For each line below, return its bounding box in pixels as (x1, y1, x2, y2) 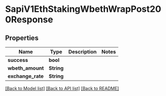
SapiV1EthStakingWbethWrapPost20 (5, 3, 162, 15)
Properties (5, 34, 39, 42)
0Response (5, 14, 53, 25)
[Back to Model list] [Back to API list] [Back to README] (5, 86, 119, 91)
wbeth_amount (7, 65, 44, 71)
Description (68, 48, 97, 55)
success (7, 57, 28, 63)
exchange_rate (7, 73, 44, 80)
